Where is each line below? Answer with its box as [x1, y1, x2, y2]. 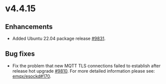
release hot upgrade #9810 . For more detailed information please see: [12, 68, 155, 74]
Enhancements [5, 23, 53, 31]
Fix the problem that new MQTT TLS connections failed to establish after [12, 62, 161, 69]
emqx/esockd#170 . [12, 73, 52, 79]
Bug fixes [5, 50, 35, 58]
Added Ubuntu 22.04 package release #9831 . [12, 35, 106, 41]
